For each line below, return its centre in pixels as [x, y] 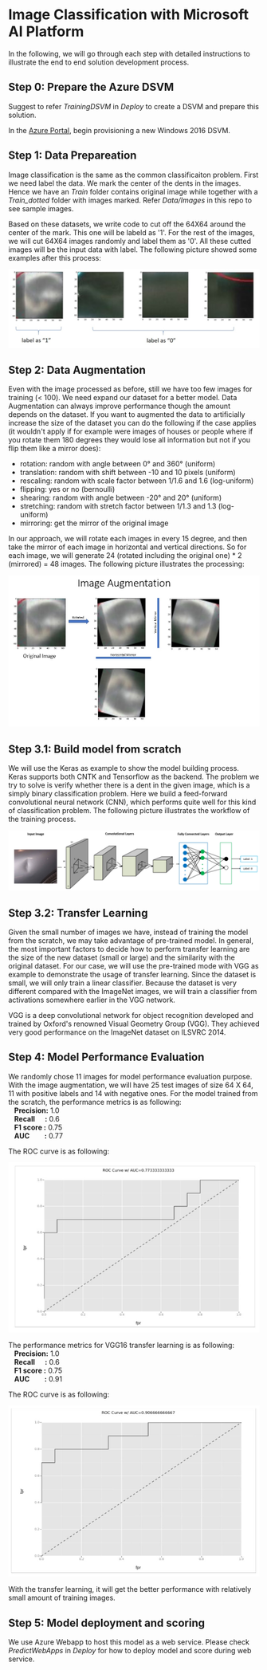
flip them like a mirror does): [55, 449]
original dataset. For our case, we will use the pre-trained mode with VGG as [133, 965]
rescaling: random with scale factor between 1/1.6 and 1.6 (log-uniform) [137, 481]
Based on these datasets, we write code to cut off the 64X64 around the [127, 224]
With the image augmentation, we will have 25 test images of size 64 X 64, [131, 1085]
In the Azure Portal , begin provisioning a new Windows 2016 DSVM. [120, 130]
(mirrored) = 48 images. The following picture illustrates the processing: [126, 564]
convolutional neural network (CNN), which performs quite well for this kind [132, 802]
